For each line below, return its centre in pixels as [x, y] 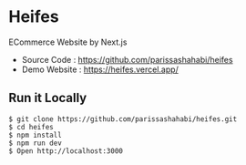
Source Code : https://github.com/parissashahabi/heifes [127, 59]
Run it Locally [48, 98]
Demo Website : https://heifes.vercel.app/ [100, 69]
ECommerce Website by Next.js [68, 42]
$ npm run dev [36, 143]
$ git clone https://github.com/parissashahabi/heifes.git [123, 119]
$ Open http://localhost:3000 [66, 151]
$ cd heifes [31, 127]
